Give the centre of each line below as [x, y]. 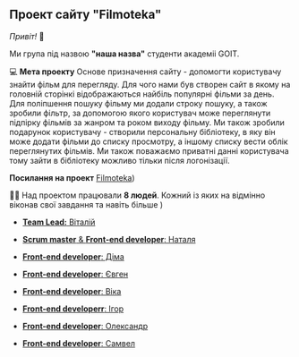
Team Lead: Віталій [59, 222]
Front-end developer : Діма [73, 256]
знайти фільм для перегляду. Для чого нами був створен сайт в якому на [150, 84]
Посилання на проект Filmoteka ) [73, 177]
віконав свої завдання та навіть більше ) [86, 204]
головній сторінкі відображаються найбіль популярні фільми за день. [142, 94]
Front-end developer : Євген [75, 274]
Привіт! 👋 [27, 36]
